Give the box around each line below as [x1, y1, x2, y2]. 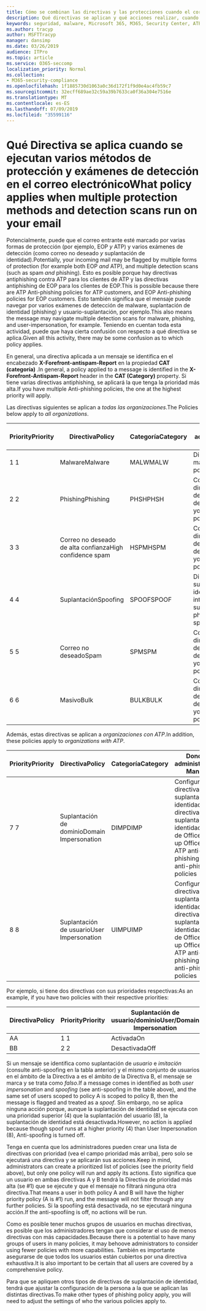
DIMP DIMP [111, 823, 143, 832]
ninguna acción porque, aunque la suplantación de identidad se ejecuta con [6, 1105, 198, 1113]
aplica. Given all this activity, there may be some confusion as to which [6, 334, 184, 342]
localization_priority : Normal [6, 66, 86, 72]
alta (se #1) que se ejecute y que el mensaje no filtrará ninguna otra [6, 1182, 177, 1190]
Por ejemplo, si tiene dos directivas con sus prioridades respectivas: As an [6, 987, 193, 994]
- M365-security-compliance [6, 77, 78, 83]
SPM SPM [129, 648, 158, 656]
